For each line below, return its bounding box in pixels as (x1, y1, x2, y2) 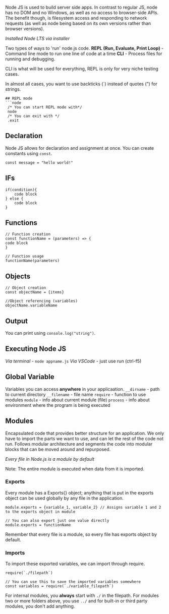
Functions (5, 219, 38, 227)
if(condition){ (5, 187, 37, 192)
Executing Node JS (5, 345, 67, 353)
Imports (5, 549, 25, 556)
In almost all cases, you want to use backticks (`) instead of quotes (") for (5, 81, 157, 87)
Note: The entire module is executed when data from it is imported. (5, 466, 145, 472)
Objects (5, 272, 31, 280)
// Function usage (5, 254, 44, 259)
